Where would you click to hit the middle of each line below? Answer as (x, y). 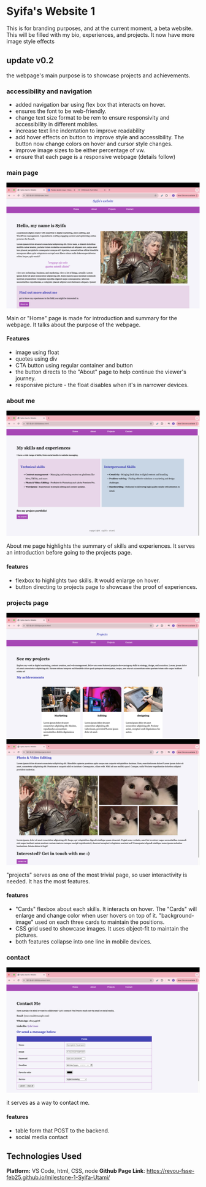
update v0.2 (30, 60)
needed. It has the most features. (48, 881)
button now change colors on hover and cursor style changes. (94, 144)
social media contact (42, 1137)
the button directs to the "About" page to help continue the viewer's (101, 372)
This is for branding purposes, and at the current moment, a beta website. (100, 28)
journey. (25, 378)
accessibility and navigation (49, 91)
